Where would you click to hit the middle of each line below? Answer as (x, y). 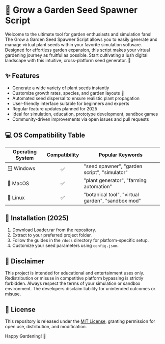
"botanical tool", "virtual (111, 194)
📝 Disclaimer (25, 261)
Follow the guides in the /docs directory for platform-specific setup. (80, 241)
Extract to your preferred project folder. (52, 235)
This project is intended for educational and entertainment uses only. (75, 273)
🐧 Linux (16, 198)
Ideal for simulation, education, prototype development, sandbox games (85, 114)
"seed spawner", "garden (113, 166)
